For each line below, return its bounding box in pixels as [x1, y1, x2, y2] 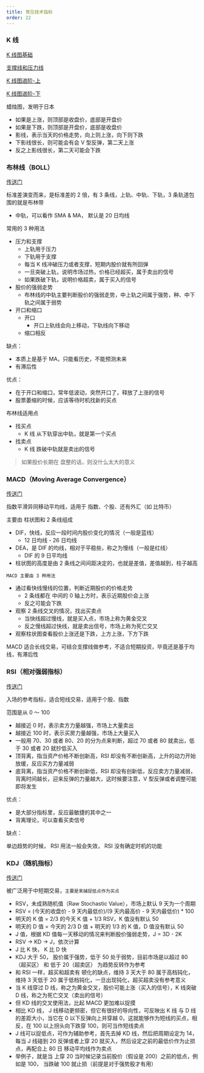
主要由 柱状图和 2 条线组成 [6, 516, 73, 523]
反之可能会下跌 [24, 600, 62, 607]
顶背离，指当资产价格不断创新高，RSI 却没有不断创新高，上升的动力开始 [15, 752, 196, 759]
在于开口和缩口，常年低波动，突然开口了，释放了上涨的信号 [15, 389, 165, 396]
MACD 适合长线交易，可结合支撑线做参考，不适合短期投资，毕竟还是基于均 [6, 643, 195, 650]
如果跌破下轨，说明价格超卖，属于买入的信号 [24, 276, 137, 283]
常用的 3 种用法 [6, 225, 45, 232]
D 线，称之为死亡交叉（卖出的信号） [15, 991, 107, 998]
